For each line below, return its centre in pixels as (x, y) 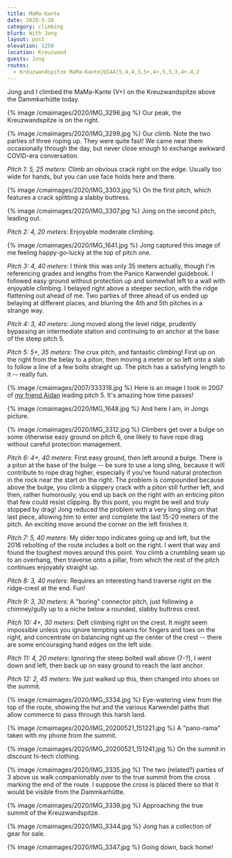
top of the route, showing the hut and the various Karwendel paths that (108, 707)
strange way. (26, 310)
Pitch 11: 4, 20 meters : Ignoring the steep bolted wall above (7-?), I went (109, 658)
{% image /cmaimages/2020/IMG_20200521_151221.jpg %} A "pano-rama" (114, 728)
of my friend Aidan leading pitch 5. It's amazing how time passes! (100, 395)
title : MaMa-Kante (34, 14)
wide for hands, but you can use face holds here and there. (92, 176)
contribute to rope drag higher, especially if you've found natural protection (115, 472)
